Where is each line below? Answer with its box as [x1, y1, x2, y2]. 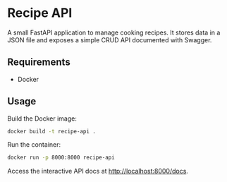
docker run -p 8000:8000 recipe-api [7, 154, 115, 162]
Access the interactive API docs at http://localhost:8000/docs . [7, 167, 189, 176]
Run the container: [7, 140, 61, 149]
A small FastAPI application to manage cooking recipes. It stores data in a [7, 28, 221, 37]
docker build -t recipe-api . [7, 128, 97, 135]
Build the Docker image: [7, 114, 78, 123]
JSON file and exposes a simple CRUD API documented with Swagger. [7, 35, 212, 44]
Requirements [7, 56, 70, 68]
